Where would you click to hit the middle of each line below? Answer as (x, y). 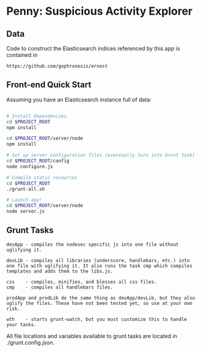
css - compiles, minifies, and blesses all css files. (82, 282)
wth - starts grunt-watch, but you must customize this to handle (97, 319)
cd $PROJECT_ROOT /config (38, 161)
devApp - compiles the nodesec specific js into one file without (93, 244)
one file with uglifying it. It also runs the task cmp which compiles (99, 266)
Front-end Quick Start (49, 85)
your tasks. (21, 324)
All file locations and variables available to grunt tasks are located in (92, 336)
